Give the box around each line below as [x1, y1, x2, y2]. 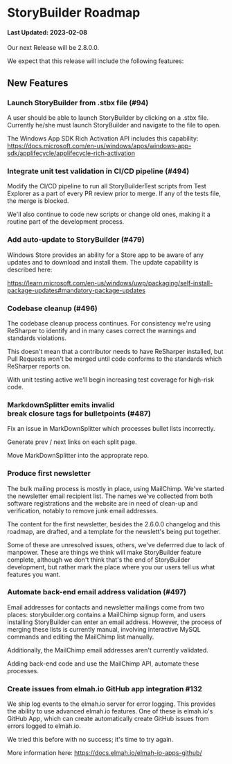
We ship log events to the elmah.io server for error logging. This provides [7, 700, 216, 708]
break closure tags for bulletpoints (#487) [7, 409, 151, 418]
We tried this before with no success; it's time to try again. [7, 736, 174, 744]
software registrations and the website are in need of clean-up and [7, 499, 198, 507]
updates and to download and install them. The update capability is [7, 258, 199, 266]
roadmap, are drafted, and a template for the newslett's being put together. [7, 527, 221, 535]
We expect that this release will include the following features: [7, 57, 184, 65]
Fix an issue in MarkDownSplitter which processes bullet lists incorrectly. [7, 425, 215, 433]
